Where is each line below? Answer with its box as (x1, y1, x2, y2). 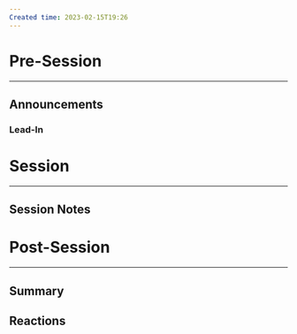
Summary (9, 284, 65, 299)
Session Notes (9, 202, 91, 217)
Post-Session (9, 238, 110, 257)
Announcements (9, 96, 103, 111)
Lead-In (9, 123, 44, 135)
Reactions (9, 313, 66, 328)
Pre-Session (9, 50, 103, 71)
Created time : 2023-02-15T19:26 (9, 12, 128, 22)
